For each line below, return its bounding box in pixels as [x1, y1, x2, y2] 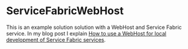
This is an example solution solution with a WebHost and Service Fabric [6, 24, 182, 31]
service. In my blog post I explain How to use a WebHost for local [6, 30, 167, 37]
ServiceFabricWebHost [6, 4, 124, 18]
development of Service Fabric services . [6, 36, 106, 43]
